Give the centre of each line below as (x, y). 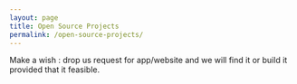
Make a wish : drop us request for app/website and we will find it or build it (148, 61)
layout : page (34, 18)
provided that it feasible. (55, 70)
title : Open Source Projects (64, 26)
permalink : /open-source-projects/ (77, 34)
